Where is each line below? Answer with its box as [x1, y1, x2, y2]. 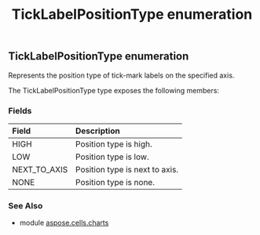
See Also [8, 200, 43, 211]
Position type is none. [75, 176, 156, 187]
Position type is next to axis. [75, 164, 179, 175]
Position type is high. [75, 139, 153, 150]
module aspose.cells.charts [19, 218, 109, 228]
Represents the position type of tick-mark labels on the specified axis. [8, 70, 235, 80]
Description [75, 125, 120, 136]
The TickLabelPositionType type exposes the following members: [8, 85, 220, 95]
